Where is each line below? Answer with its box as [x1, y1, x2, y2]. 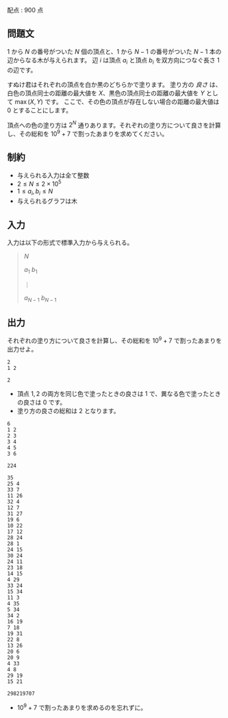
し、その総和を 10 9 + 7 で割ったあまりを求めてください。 [7, 129, 168, 138]
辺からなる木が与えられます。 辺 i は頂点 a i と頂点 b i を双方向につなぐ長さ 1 [7, 55, 220, 66]
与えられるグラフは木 [16, 197, 77, 206]
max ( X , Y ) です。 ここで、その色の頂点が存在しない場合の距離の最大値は [14, 97, 220, 106]
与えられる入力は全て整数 [16, 171, 90, 179]
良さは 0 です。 [23, 398, 66, 406]
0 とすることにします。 [7, 106, 72, 114]
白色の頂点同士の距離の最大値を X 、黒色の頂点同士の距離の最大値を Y [7, 88, 205, 97]
